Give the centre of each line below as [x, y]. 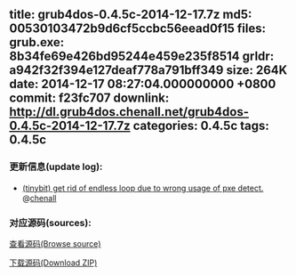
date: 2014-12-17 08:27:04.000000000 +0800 [143, 84]
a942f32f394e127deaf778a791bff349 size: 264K [148, 70]
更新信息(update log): [56, 166]
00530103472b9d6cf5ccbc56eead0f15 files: [138, 29]
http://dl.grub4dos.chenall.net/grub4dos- [129, 112]
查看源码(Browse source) [55, 243]
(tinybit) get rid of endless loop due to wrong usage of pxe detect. [143, 188]
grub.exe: [37, 42]
